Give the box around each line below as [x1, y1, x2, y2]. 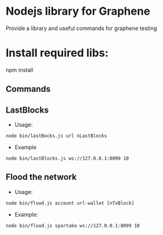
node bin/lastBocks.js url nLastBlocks [5, 133, 107, 139]
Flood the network [5, 172, 77, 182]
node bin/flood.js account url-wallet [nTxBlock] [5, 200, 135, 206]
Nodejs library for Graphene [5, 4, 151, 18]
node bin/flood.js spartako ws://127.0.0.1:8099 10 [5, 222, 140, 229]
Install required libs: [5, 46, 109, 60]
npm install [5, 66, 34, 73]
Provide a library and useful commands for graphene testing [5, 24, 158, 32]
